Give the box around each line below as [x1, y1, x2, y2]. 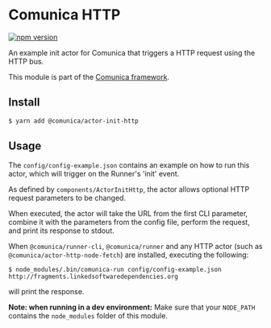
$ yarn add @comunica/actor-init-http [8, 117, 139, 125]
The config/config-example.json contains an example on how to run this [8, 160, 250, 170]
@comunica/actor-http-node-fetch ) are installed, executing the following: [8, 250, 249, 259]
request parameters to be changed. [8, 193, 127, 203]
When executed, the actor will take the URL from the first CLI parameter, [8, 209, 248, 218]
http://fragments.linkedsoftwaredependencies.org [8, 272, 179, 281]
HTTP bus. [8, 56, 44, 66]
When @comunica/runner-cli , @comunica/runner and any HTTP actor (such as [8, 242, 263, 251]
